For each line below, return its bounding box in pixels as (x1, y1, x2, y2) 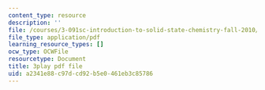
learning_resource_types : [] (8, 41, 104, 49)
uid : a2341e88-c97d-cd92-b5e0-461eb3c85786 (8, 70, 154, 77)
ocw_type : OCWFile (8, 48, 69, 56)
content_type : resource (8, 11, 87, 20)
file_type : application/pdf (8, 33, 101, 41)
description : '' (8, 19, 62, 27)
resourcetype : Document (8, 56, 87, 63)
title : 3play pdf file (8, 63, 83, 70)
